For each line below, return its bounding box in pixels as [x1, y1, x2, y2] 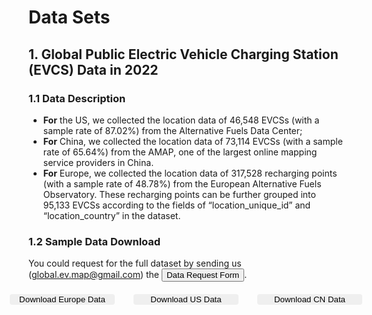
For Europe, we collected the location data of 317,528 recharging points [42, 167, 338, 179]
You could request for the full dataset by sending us [28, 257, 242, 270]
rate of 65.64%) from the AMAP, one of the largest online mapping [42, 146, 318, 158]
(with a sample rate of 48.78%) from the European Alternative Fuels [42, 177, 322, 190]
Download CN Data [273, 294, 346, 305]
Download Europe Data [19, 294, 106, 305]
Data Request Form [166, 270, 240, 281]
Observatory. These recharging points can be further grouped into [42, 188, 316, 200]
